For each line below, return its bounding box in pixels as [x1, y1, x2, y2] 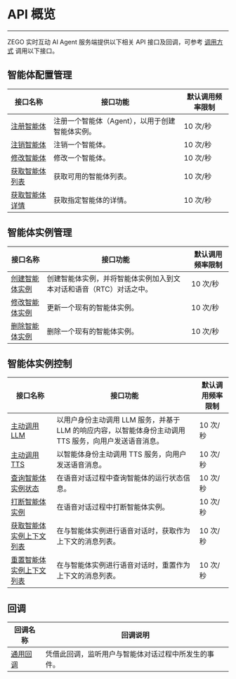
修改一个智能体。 [53, 153, 110, 163]
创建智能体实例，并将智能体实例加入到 [46, 273, 173, 283]
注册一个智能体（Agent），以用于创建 [53, 116, 176, 125]
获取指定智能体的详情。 [53, 195, 131, 205]
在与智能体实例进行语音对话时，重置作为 [56, 561, 191, 571]
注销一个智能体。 [53, 139, 110, 149]
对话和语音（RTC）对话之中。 [53, 284, 152, 294]
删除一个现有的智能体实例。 [46, 326, 138, 336]
